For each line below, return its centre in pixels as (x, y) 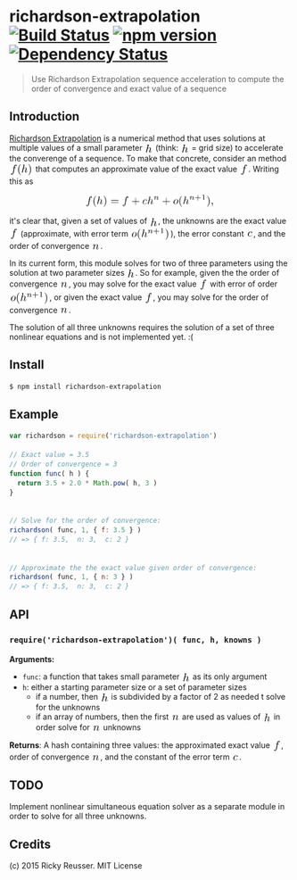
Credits (30, 844)
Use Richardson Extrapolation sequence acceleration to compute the (157, 79)
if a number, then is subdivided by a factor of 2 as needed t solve (161, 697)
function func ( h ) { (49, 473)
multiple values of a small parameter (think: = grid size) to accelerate (146, 147)
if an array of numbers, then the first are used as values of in (158, 717)
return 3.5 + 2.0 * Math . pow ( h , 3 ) (87, 483)
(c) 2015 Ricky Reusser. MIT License (76, 865)
